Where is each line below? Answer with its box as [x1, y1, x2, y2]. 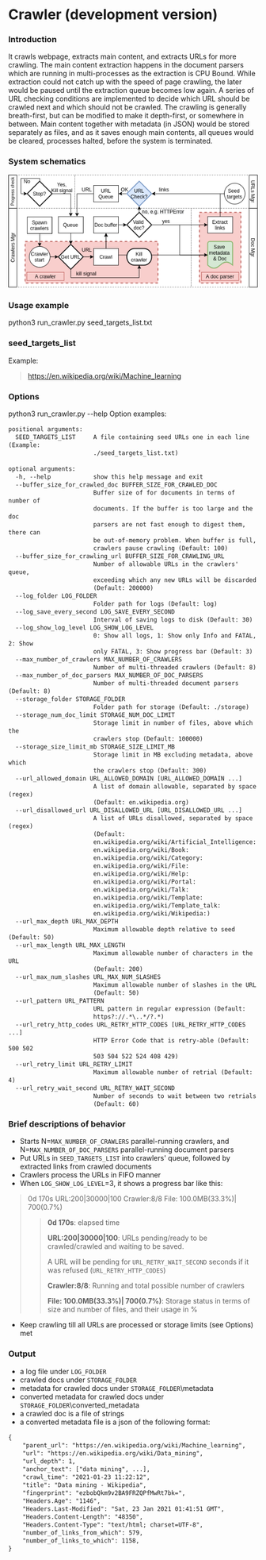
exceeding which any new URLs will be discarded [93, 576, 257, 584]
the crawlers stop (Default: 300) [93, 766, 207, 775]
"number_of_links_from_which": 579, [22, 1528, 144, 1537]
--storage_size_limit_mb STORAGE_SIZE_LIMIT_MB [15, 742, 176, 751]
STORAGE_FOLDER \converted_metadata [19, 1400, 140, 1410]
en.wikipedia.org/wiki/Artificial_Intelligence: [93, 838, 257, 846]
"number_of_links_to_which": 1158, [22, 1536, 140, 1545]
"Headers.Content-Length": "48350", [22, 1512, 144, 1521]
